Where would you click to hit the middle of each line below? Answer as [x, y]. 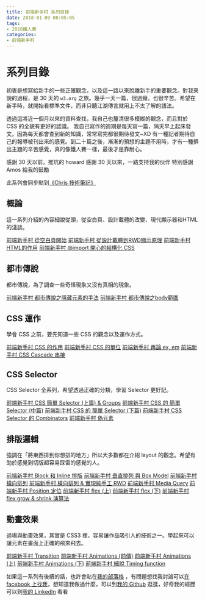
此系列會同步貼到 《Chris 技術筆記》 [51, 182]
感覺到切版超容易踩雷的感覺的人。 [59, 463]
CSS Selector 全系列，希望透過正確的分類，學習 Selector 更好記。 [89, 390]
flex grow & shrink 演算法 [38, 498]
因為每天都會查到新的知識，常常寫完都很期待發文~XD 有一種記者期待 [103, 133]
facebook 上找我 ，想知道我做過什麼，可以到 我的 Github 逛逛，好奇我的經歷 [101, 584]
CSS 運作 [24, 318]
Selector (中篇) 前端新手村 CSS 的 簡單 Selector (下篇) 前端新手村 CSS [94, 411]
